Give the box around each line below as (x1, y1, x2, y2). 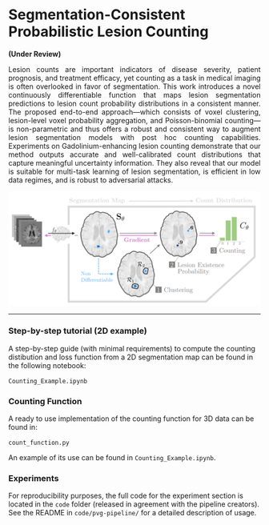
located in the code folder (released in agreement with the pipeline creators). (8, 499, 260, 509)
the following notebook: (8, 360, 86, 370)
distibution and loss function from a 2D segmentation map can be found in (8, 352, 254, 362)
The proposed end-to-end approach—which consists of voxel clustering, (8, 106, 261, 117)
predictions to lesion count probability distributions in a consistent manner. (8, 98, 261, 108)
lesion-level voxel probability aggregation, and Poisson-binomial (8, 115, 223, 125)
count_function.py (8, 439, 70, 447)
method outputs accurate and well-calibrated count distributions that (8, 150, 261, 159)
